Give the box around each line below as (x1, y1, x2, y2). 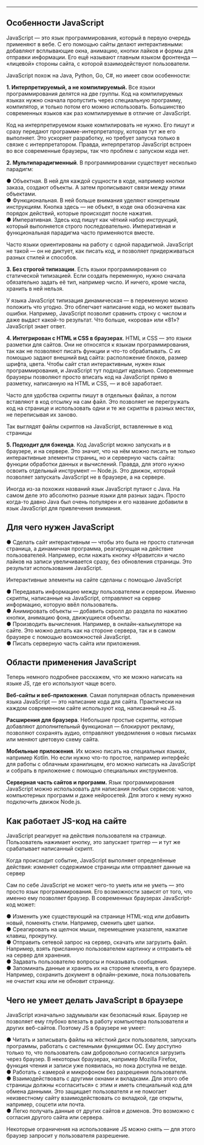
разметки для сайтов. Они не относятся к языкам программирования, (6, 340, 190, 348)
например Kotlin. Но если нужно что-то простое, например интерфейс (6, 754, 190, 761)
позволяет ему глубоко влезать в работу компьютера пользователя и (6, 1018, 189, 1025)
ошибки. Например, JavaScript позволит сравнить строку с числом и (6, 309, 187, 317)
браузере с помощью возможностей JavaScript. (6, 633, 132, 640)
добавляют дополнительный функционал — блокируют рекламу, (6, 723, 175, 730)
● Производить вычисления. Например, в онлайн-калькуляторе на (6, 620, 182, 627)
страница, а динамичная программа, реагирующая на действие (6, 544, 174, 552)
